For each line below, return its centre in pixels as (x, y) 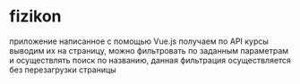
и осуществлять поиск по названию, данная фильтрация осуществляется (150, 60)
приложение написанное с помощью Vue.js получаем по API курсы (139, 41)
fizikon (35, 17)
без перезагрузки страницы (63, 70)
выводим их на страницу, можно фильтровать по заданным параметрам (149, 50)
